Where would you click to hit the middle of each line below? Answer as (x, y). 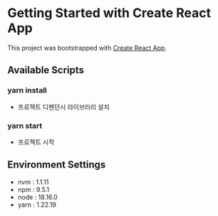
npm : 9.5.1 (33, 189)
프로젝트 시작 (36, 142)
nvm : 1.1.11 (33, 182)
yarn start (25, 126)
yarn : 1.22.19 (37, 205)
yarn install (27, 90)
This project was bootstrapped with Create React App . (87, 48)
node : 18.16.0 (38, 197)
